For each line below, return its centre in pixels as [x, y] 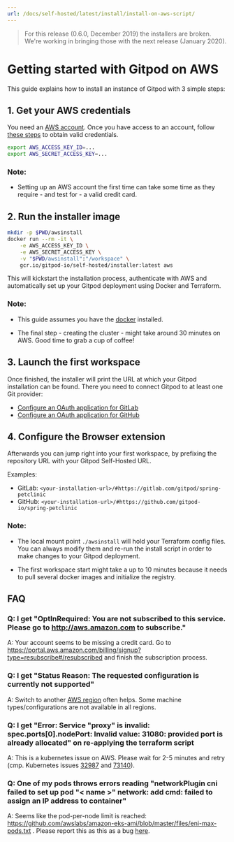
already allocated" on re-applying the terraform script [101, 743]
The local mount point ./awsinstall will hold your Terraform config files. [121, 541]
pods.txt [19, 831]
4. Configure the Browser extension [86, 436]
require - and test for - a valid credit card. [77, 195]
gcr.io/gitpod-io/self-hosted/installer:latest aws [96, 265]
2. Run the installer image [64, 216]
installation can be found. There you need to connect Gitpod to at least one [115, 386]
